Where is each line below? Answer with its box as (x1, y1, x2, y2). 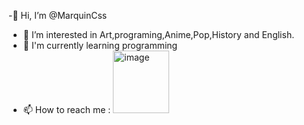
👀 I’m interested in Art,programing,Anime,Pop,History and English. (22, 29, 295, 40)
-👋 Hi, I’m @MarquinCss (8, 10, 108, 21)
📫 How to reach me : (22, 104, 111, 115)
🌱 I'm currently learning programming (22, 40, 178, 51)
